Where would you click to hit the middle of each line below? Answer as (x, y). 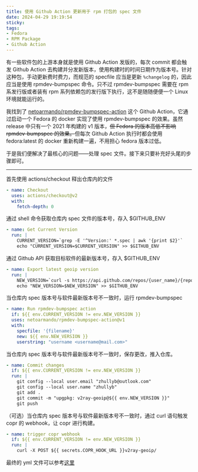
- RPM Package (24, 39)
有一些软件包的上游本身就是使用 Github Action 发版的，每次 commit (88, 62)
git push (27, 404)
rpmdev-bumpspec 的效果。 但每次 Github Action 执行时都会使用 (84, 133)
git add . (29, 392)
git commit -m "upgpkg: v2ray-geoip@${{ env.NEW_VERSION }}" (93, 398)
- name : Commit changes (35, 365)
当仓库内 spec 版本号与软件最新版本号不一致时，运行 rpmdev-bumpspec (94, 298)
